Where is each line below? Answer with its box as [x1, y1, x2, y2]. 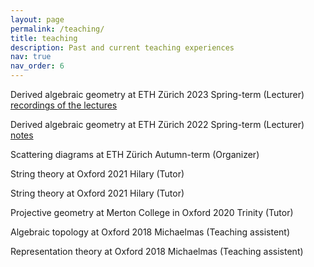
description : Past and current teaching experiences [10, 42, 235, 53]
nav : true [10, 52, 52, 62]
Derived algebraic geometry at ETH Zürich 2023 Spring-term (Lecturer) [10, 89, 305, 100]
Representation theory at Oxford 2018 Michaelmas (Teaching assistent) [10, 246, 304, 257]
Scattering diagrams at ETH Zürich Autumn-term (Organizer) [10, 149, 260, 160]
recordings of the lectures [10, 99, 118, 111]
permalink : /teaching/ [10, 24, 105, 34]
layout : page [10, 14, 65, 25]
